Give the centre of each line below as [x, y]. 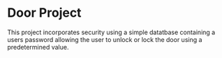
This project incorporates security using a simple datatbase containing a [111, 32]
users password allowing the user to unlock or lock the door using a [105, 39]
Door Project [44, 13]
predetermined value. [38, 47]
